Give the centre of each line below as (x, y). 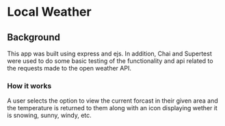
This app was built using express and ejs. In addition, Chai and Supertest (109, 53)
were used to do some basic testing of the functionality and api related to (110, 61)
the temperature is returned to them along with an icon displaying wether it (112, 108)
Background (34, 37)
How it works (29, 86)
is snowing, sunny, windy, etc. (50, 115)
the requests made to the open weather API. (69, 68)
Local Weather (49, 12)
